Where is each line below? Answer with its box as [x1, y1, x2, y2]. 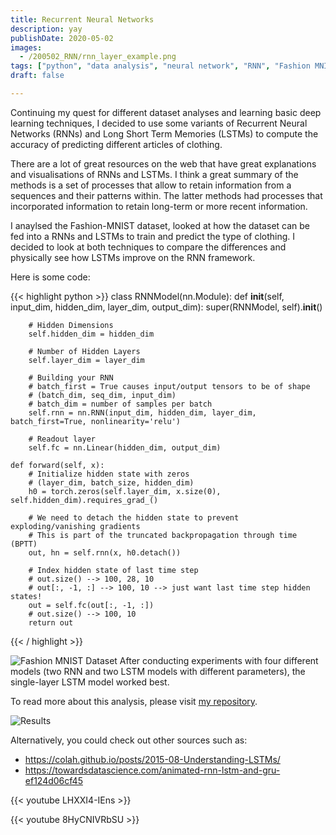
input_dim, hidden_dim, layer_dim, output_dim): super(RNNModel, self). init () [10, 301, 323, 313]
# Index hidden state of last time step [28, 565, 199, 575]
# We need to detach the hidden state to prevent [28, 512, 240, 523]
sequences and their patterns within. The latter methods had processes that [10, 189, 323, 201]
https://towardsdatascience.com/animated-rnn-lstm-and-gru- [24, 764, 281, 776]
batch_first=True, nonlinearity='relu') [10, 416, 182, 426]
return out [28, 617, 74, 628]
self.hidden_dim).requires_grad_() [10, 495, 159, 505]
